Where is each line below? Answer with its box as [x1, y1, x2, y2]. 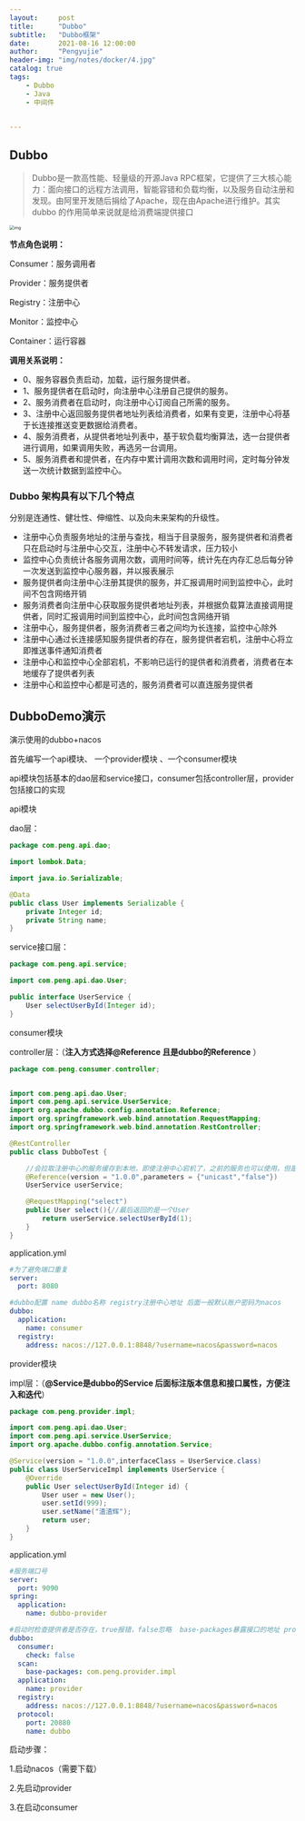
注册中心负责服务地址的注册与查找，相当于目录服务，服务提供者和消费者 [22, 532, 293, 542]
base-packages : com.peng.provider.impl [25, 1667, 177, 1677]
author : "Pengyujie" [9, 47, 103, 56]
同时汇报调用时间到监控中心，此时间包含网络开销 [46, 611, 230, 622]
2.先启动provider [9, 1783, 73, 1794]
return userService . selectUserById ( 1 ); [42, 1214, 193, 1223]
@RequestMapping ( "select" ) [25, 1197, 128, 1207]
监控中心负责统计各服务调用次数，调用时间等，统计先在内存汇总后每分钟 [22, 554, 293, 565]
